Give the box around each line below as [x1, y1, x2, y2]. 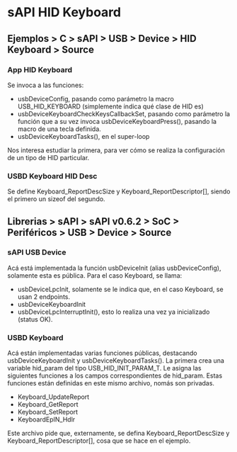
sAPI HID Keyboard [7, 4, 122, 21]
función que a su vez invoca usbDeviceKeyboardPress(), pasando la [17, 117, 217, 125]
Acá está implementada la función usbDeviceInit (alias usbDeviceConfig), [7, 264, 221, 272]
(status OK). [17, 315, 53, 323]
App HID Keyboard [7, 64, 73, 74]
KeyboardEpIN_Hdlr [17, 415, 76, 424]
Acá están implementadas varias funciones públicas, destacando [7, 349, 197, 358]
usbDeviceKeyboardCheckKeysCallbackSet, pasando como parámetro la [17, 109, 231, 118]
